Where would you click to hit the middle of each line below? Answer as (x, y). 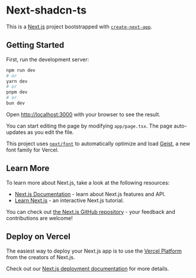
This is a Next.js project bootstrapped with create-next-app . (79, 27)
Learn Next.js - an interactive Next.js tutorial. (69, 200)
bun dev (16, 103)
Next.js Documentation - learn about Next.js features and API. (90, 194)
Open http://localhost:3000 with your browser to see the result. (83, 114)
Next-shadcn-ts (46, 10)
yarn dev (17, 81)
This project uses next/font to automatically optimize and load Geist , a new (98, 143)
